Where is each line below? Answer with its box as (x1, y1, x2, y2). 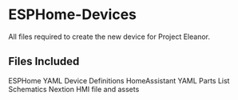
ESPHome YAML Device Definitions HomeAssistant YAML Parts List (8, 75, 230, 85)
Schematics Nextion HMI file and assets (8, 84, 140, 94)
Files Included (8, 55, 80, 68)
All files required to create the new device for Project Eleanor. (8, 32, 210, 41)
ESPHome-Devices (8, 6, 137, 24)
